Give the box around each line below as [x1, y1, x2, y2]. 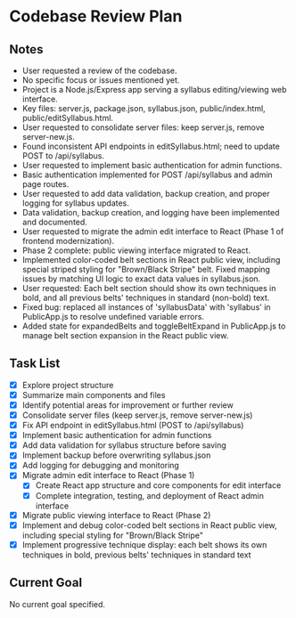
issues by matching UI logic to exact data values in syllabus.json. [21, 273, 261, 284]
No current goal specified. [9, 598, 105, 609]
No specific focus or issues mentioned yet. [21, 75, 180, 85]
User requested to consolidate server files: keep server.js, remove [21, 122, 265, 133]
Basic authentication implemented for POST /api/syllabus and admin [21, 169, 274, 180]
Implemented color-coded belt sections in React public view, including [21, 255, 281, 264]
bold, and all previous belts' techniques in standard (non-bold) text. [21, 292, 270, 303]
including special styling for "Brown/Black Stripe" [21, 530, 203, 541]
